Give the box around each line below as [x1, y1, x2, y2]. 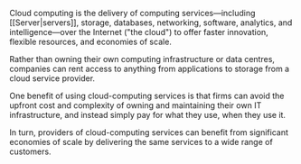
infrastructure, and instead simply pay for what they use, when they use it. [9, 110, 287, 120]
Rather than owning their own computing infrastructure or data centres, [9, 54, 276, 64]
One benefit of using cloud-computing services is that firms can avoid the [9, 90, 285, 101]
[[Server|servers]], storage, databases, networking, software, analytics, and [9, 17, 293, 28]
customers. [9, 146, 52, 157]
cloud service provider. [9, 73, 96, 84]
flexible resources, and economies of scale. [9, 36, 172, 47]
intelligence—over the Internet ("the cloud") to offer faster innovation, [9, 27, 268, 37]
